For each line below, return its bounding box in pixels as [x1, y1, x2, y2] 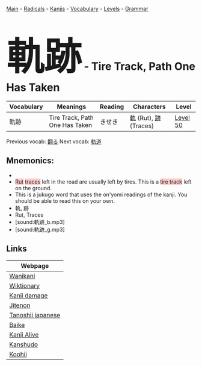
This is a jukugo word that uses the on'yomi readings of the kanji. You [14, 191, 188, 198]
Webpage [20, 261, 49, 270]
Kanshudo [9, 340, 38, 349]
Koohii [9, 350, 27, 358]
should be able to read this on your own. [14, 197, 115, 204]
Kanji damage [9, 291, 48, 300]
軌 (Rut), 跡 [129, 114, 161, 122]
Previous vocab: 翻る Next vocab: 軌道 [6, 138, 102, 145]
